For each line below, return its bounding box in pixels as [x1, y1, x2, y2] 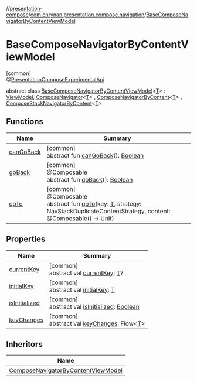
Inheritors [6, 339, 43, 349]
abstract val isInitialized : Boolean [49, 302, 140, 311]
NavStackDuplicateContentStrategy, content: [46, 207, 171, 215]
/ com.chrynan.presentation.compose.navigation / [28, 11, 147, 18]
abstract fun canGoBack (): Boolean [46, 151, 144, 159]
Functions [6, 117, 44, 127]
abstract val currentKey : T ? [49, 269, 124, 277]
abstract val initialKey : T [49, 285, 116, 294]
